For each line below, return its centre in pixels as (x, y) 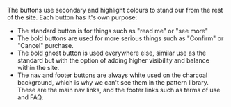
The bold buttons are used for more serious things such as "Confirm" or (120, 38)
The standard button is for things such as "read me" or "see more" (113, 31)
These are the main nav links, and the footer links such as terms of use (119, 90)
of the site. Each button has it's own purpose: (72, 17)
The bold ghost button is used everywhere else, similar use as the (112, 53)
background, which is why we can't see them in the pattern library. (113, 82)
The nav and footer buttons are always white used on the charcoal (112, 75)
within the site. (38, 68)
